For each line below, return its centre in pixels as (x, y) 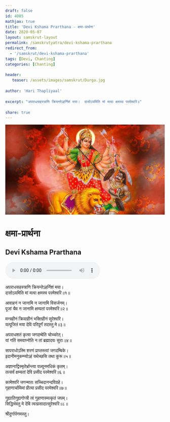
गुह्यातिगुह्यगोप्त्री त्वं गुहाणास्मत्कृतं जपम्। (37, 398)
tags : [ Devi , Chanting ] (30, 59)
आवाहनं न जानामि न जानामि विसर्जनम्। (36, 303)
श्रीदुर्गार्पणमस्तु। (17, 414)
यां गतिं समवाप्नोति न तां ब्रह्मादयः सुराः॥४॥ (38, 340)
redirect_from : (21, 48)
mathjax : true (20, 21)
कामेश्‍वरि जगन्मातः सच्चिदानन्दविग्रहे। (34, 382)
